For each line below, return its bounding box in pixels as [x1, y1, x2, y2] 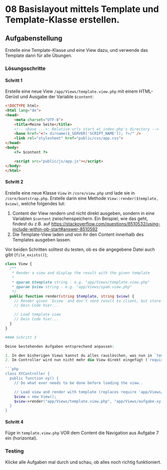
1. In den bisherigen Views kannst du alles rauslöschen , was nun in [5, 353, 153, 358]
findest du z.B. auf [12, 221, 51, 227]
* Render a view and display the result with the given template [11, 270, 150, 275]
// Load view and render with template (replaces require [14, 389, 137, 395]
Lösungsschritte [5, 65, 46, 72]
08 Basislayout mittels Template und [5, 3, 159, 15]
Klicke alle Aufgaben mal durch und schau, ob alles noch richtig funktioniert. [5, 459, 162, 465]
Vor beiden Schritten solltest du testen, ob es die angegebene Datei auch [5, 246, 155, 252]
